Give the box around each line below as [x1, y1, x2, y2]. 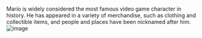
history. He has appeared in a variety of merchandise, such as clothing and [6, 12, 196, 19]
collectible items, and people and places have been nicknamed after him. [6, 18, 192, 25]
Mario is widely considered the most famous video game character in [6, 6, 182, 12]
